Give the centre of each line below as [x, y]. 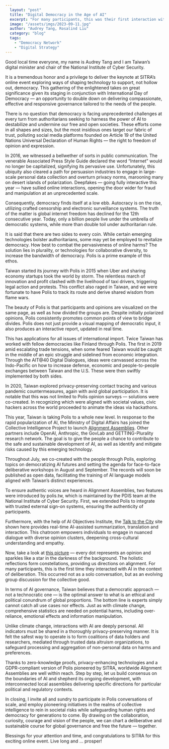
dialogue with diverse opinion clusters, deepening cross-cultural [72, 538]
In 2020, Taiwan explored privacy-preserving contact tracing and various [81, 386]
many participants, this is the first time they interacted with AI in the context [83, 569]
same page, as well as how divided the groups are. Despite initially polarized [84, 312]
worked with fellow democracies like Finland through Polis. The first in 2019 [83, 344]
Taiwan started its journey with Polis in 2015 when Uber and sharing [75, 271]
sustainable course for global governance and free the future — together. [81, 726]
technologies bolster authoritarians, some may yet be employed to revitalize [84, 239]
